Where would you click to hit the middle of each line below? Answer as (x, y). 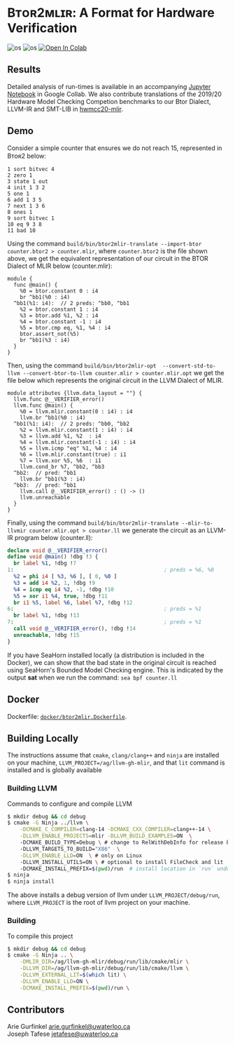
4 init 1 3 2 (26, 187)
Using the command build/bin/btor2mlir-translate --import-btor (105, 243)
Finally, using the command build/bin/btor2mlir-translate (93, 522)
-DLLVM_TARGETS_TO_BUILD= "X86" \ (70, 849)
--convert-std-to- (189, 366)
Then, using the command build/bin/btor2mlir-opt (82, 365)
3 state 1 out (28, 181)
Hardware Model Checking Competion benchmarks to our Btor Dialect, (109, 101)
